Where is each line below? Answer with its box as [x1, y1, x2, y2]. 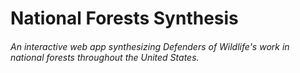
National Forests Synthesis [10, 7, 239, 30]
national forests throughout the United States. [10, 51, 200, 63]
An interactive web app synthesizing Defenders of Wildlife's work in [10, 40, 290, 52]
